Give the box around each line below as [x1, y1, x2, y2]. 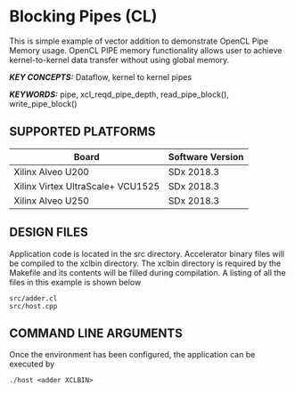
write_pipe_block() [9, 98, 78, 108]
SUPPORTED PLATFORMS [9, 124, 156, 140]
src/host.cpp [9, 301, 58, 310]
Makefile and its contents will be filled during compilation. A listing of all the [9, 267, 287, 277]
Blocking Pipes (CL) [9, 6, 158, 27]
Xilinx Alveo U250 [13, 194, 89, 206]
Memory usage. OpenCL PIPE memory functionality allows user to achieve [9, 44, 283, 55]
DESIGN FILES [9, 225, 88, 240]
